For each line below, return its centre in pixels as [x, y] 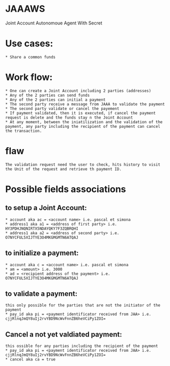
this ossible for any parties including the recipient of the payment [82, 346]
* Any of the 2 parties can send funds [48, 95]
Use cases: [29, 44]
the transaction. [24, 131]
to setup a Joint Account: [46, 208]
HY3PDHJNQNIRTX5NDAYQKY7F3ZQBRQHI [42, 229]
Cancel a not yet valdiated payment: [64, 334]
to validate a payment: [41, 293]
